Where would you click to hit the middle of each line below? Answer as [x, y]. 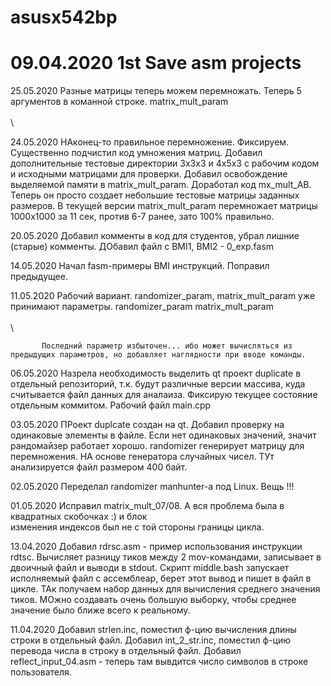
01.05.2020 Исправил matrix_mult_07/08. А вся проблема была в [147, 506]
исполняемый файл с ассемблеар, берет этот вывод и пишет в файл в [161, 578]
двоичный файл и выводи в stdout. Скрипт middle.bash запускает [150, 568]
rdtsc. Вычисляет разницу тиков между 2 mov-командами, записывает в [166, 557]
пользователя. [41, 672]
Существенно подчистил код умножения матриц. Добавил [136, 153]
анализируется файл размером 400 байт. [99, 467]
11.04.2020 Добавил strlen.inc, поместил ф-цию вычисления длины [153, 630]
